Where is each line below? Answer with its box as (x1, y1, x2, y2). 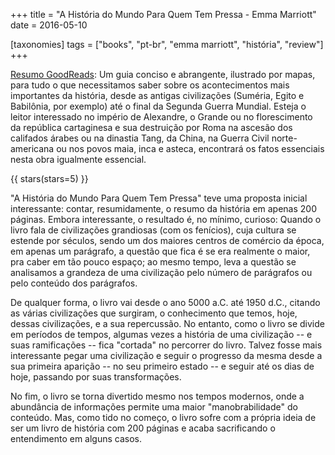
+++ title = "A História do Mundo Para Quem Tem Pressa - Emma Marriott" (10, 9, 317, 20)
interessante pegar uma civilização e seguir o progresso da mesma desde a (10, 350, 323, 361)
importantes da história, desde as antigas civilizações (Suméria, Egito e (10, 90, 305, 101)
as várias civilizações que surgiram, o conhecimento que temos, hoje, (10, 307, 298, 319)
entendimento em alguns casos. (10, 433, 143, 444)
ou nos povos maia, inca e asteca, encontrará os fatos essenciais (56, 143, 325, 154)
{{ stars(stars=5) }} (10, 173, 89, 184)
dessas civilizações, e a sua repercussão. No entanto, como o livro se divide (10, 318, 325, 329)
